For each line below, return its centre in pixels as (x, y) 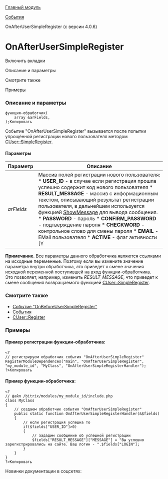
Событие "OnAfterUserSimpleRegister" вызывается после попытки (76, 131)
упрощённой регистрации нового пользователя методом (66, 137)
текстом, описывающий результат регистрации (96, 200)
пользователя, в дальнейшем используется (91, 206)
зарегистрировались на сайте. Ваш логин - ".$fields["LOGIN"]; (72, 444)
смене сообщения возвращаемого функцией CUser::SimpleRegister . (77, 283)
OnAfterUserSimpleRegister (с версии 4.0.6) (51, 27)
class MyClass (20, 401)
